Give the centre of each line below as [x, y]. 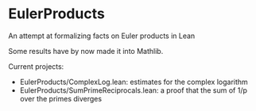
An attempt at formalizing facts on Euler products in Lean [102, 36]
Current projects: [36, 66]
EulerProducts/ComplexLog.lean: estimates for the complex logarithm [134, 82]
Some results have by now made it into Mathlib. [86, 51]
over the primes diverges [60, 98]
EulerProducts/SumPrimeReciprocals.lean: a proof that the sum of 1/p [134, 90]
